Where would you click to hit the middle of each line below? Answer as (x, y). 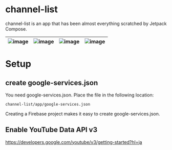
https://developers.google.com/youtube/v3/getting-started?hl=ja (74, 142)
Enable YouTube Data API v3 (51, 130)
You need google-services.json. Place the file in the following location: (80, 95)
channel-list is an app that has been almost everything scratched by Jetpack (86, 23)
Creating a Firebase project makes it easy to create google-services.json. (83, 114)
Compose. (16, 29)
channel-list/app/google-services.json (48, 104)
